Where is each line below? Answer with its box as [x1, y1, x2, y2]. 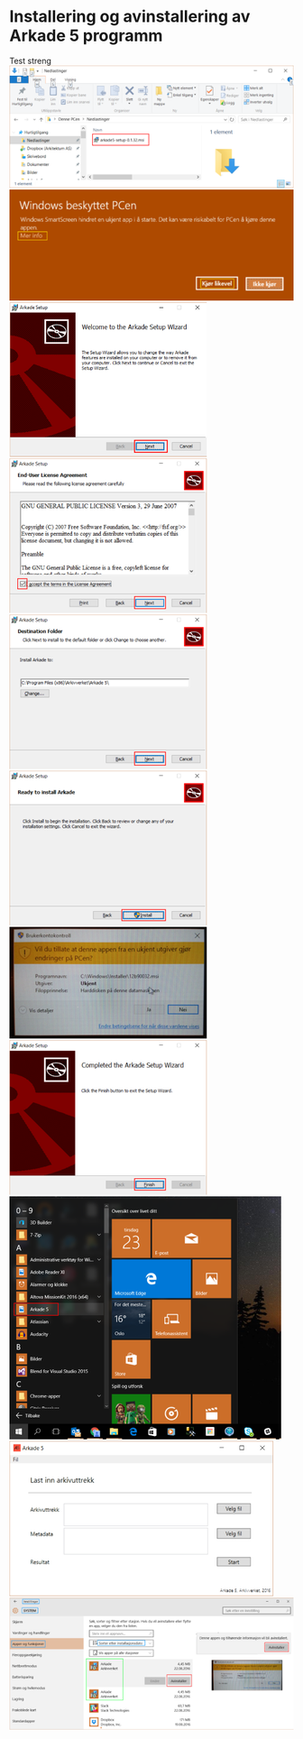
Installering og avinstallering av [9, 6, 251, 27]
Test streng [9, 55, 52, 66]
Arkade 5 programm [9, 25, 163, 46]
